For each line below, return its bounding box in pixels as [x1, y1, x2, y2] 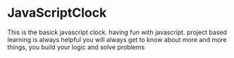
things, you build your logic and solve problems [7, 43, 145, 51]
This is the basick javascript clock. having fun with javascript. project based [7, 28, 228, 36]
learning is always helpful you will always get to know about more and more [7, 35, 227, 43]
